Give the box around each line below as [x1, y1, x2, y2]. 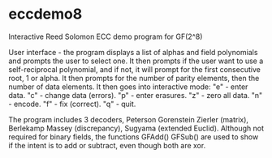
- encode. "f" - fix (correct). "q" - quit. [8, 99, 136, 109]
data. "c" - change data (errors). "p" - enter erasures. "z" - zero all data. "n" [8, 90, 263, 100]
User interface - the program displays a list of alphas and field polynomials [8, 47, 258, 57]
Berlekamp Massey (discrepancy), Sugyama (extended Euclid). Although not [8, 123, 265, 133]
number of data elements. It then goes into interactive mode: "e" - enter [8, 82, 248, 92]
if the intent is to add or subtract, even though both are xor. [8, 140, 206, 150]
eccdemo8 [8, 5, 83, 23]
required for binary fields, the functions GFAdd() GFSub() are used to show [8, 131, 259, 142]
